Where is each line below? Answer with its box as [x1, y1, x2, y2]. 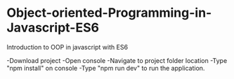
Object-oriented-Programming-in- [6, 5, 212, 21]
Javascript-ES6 [6, 20, 100, 36]
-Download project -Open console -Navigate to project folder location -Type [6, 56, 228, 64]
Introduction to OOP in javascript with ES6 [6, 43, 128, 51]
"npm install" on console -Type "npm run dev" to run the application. [6, 64, 205, 72]
